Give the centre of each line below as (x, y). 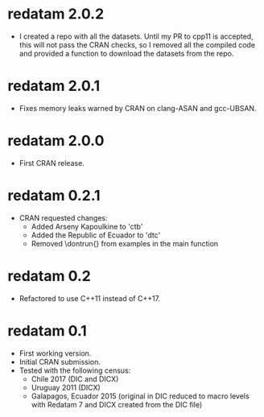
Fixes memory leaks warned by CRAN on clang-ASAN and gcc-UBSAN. (138, 108)
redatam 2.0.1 (54, 86)
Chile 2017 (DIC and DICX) (75, 378)
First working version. (55, 353)
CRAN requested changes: (63, 217)
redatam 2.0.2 (56, 14)
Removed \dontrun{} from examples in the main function (125, 243)
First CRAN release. (52, 163)
